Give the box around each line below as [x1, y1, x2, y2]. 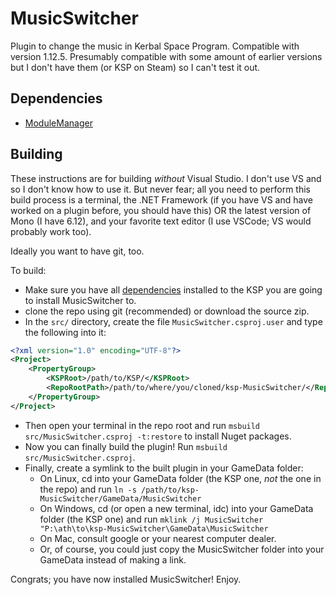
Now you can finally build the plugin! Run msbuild [24, 440, 228, 452]
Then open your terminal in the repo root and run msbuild [24, 419, 261, 431]
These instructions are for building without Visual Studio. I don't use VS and [10, 172, 322, 184]
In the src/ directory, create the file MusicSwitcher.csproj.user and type [24, 315, 323, 327]
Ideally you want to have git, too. [10, 245, 145, 257]
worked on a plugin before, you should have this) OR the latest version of [10, 204, 312, 216]
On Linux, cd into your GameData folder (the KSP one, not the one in [39, 472, 322, 484]
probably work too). [10, 225, 92, 237]
